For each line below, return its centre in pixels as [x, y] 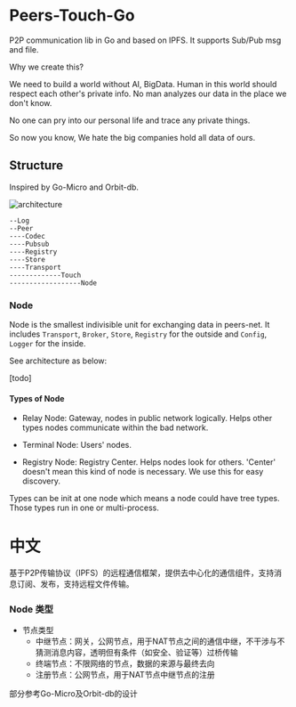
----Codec [28, 236]
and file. [24, 49]
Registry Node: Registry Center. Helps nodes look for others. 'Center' [149, 462]
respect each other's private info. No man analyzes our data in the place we [148, 93]
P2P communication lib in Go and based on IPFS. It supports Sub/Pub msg [145, 40]
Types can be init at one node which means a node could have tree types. [144, 499]
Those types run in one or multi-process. [84, 508]
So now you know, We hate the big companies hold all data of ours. [132, 137]
